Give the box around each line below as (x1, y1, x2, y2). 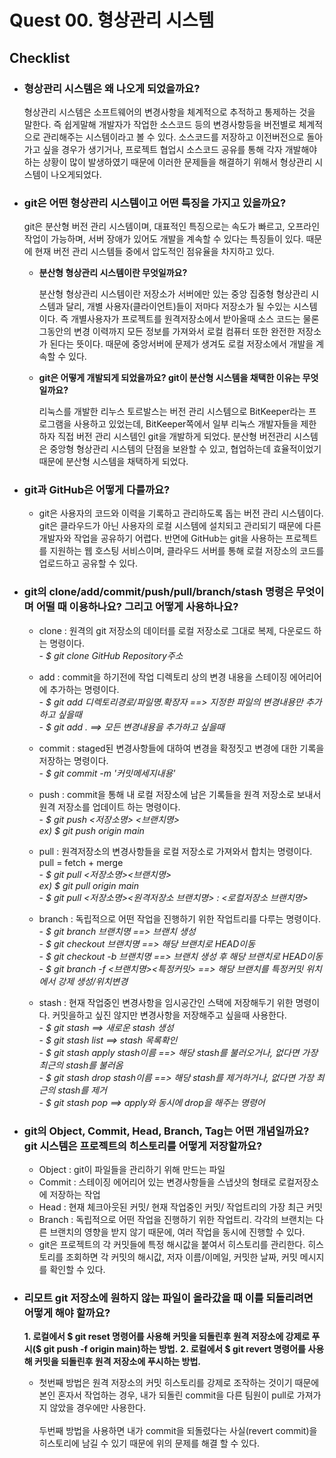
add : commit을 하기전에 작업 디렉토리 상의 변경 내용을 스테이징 (38, 671, 288, 683)
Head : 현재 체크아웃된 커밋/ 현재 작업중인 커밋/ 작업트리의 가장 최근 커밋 (38, 1201, 323, 1213)
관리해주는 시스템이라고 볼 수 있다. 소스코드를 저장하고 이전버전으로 (42, 131, 305, 143)
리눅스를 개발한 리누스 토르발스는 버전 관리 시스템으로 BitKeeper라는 (38, 406, 307, 418)
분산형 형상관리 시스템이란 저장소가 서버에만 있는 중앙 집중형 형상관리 (38, 288, 309, 300)
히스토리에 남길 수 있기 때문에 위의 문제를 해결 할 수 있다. (38, 1437, 261, 1450)
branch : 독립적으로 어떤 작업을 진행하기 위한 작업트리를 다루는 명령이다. (38, 912, 321, 925)
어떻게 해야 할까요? (23, 1306, 111, 1320)
